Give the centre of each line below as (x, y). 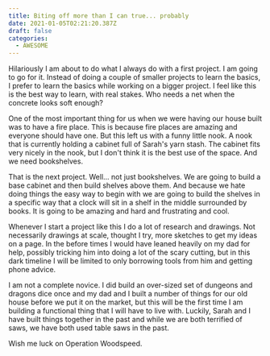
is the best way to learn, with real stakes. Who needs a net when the (122, 94)
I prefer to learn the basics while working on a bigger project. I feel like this (132, 86)
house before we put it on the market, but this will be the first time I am (126, 302)
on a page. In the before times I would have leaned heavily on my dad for (129, 244)
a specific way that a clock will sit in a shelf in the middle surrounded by (128, 203)
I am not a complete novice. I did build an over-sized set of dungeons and (131, 285)
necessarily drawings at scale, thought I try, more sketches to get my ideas (133, 235)
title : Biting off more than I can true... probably (99, 16)
